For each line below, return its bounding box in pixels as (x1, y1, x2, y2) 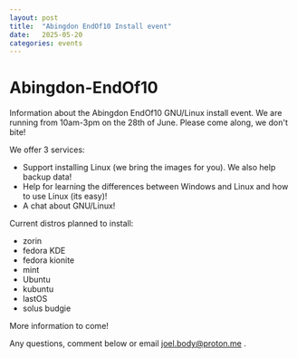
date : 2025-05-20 (9, 30, 83, 39)
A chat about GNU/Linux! (22, 200, 116, 211)
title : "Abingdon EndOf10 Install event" (9, 22, 172, 31)
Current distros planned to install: (9, 218, 134, 229)
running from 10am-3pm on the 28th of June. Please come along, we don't (9, 117, 288, 128)
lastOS (22, 294, 48, 305)
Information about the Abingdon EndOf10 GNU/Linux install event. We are (9, 108, 283, 119)
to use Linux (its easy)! (22, 191, 108, 202)
